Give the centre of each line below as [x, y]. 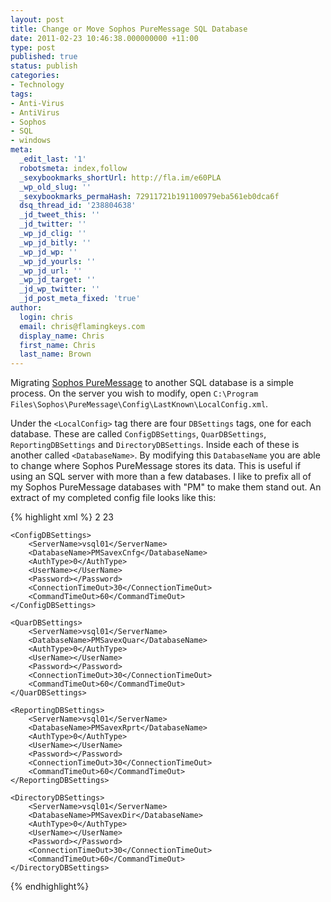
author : [26, 308]
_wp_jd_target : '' [58, 280]
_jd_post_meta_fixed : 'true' [80, 299]
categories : [35, 76]
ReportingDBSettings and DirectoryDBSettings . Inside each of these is [155, 445]
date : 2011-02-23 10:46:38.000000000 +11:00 [104, 38]
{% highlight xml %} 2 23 [62, 517]
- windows [31, 141]
